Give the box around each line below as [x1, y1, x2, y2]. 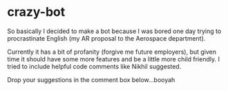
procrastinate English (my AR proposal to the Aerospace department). [7, 34, 206, 42]
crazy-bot [7, 4, 66, 20]
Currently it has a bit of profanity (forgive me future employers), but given [7, 48, 216, 56]
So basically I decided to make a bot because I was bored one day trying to [7, 27, 222, 35]
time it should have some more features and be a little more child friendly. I [7, 54, 220, 63]
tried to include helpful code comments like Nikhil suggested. [7, 62, 182, 70]
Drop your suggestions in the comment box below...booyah [7, 75, 175, 83]
